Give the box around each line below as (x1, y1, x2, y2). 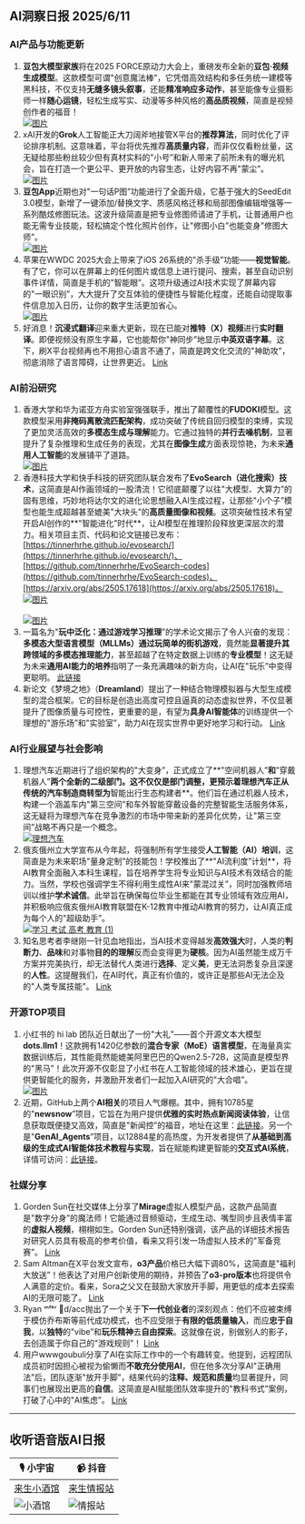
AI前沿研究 (9, 381, 57, 394)
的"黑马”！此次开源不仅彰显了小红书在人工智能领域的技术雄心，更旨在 (22, 1062, 285, 1073)
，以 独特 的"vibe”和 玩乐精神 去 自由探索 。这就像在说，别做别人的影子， (30, 1326, 293, 1336)
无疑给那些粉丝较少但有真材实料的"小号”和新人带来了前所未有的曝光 (22, 151, 277, 162)
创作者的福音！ (22, 106, 79, 117)
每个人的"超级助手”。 (30, 913, 111, 924)
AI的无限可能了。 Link (22, 1292, 104, 1303)
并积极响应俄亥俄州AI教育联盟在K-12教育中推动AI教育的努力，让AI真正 (22, 901, 285, 912)
